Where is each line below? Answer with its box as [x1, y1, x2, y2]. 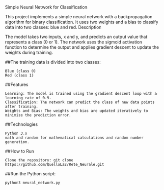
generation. [5, 140, 29, 145]
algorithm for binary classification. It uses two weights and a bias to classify [5, 19, 159, 25]
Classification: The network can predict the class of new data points [5, 100, 155, 105]
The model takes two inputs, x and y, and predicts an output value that [5, 34, 148, 39]
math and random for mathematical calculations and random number [5, 135, 144, 140]
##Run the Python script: [5, 171, 56, 177]
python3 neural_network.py [5, 180, 60, 185]
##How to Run [5, 148, 34, 154]
